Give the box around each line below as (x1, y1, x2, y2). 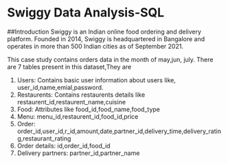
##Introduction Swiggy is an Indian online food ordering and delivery (7, 27, 201, 36)
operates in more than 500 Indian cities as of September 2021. (7, 42, 184, 50)
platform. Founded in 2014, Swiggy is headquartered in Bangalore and (7, 34, 205, 43)
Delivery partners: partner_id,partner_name (16, 149, 140, 157)
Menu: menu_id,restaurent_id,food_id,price (16, 112, 139, 121)
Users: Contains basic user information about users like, (16, 75, 176, 84)
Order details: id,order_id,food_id (16, 141, 111, 150)
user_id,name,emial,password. (16, 83, 104, 91)
